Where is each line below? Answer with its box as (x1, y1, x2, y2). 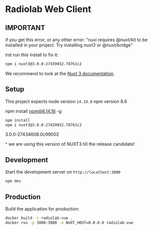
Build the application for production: (5, 205, 79, 211)
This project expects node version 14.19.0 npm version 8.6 (5, 98, 127, 104)
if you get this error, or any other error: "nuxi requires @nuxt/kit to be (5, 37, 148, 43)
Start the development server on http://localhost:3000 (5, 169, 121, 175)
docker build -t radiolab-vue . (5, 215, 73, 220)
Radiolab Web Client (5, 4, 91, 15)
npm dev (5, 179, 22, 184)
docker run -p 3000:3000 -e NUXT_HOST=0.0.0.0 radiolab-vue (5, 220, 134, 225)
